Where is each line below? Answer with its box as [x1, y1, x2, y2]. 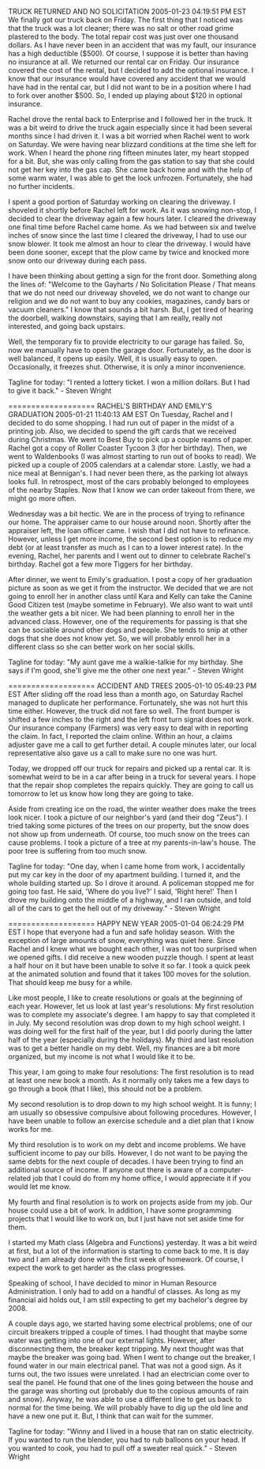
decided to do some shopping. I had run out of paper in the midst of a [8, 418, 235, 427]
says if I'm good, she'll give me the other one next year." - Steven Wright [8, 666, 244, 675]
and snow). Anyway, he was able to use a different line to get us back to [8, 1395, 242, 1403]
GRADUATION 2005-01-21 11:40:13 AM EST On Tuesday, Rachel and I [8, 410, 233, 418]
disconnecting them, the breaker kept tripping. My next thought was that [8, 1344, 244, 1354]
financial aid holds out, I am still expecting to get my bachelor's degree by [8, 1295, 248, 1304]
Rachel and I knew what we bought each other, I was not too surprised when [8, 945, 257, 953]
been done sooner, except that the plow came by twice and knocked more [8, 248, 250, 256]
